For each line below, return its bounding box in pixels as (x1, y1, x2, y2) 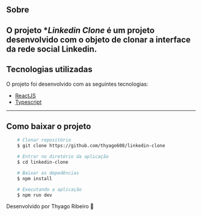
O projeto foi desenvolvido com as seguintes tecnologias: (6, 80, 148, 88)
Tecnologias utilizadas (6, 64, 93, 74)
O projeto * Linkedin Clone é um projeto (6, 25, 155, 35)
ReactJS (14, 92, 36, 99)
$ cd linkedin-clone (17, 159, 69, 166)
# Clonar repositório (17, 137, 71, 143)
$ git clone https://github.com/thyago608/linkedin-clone (17, 143, 165, 149)
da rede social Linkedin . (6, 44, 97, 54)
